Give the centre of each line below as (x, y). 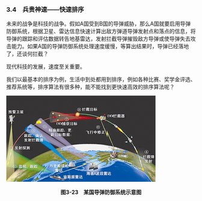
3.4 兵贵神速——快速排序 (45, 9)
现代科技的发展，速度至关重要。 (46, 67)
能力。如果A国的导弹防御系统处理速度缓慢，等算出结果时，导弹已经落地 (100, 46)
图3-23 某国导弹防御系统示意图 (101, 192)
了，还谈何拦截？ (27, 54)
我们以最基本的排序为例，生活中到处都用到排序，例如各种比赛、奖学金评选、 (101, 79)
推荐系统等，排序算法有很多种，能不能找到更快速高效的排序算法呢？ (90, 87)
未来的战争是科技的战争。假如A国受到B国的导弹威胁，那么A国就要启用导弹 (99, 24)
